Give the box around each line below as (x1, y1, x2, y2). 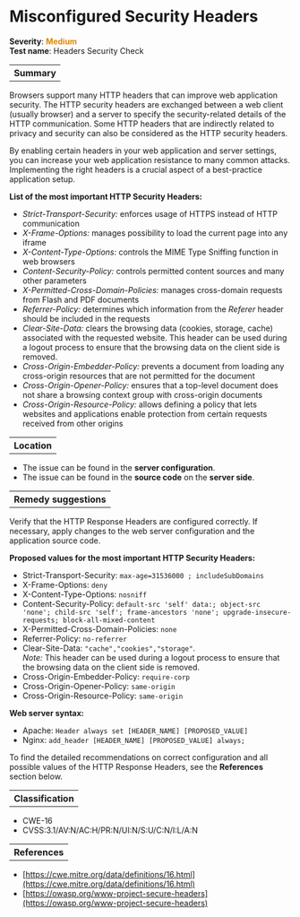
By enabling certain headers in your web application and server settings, (9, 145, 278, 156)
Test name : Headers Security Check (9, 45, 144, 56)
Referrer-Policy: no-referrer (21, 633, 127, 644)
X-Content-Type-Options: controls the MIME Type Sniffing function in (21, 247, 279, 257)
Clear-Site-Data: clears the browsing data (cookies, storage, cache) (21, 323, 273, 333)
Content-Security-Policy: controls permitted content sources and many (21, 265, 285, 276)
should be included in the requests (21, 313, 150, 324)
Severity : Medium (9, 36, 78, 47)
